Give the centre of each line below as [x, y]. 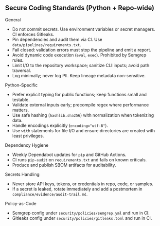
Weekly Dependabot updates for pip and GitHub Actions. [69, 155]
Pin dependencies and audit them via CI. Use [57, 39]
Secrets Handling [22, 174]
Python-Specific [21, 85]
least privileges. [28, 136]
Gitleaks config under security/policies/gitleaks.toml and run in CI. [82, 218]
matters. [20, 110]
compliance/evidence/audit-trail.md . [50, 194]
